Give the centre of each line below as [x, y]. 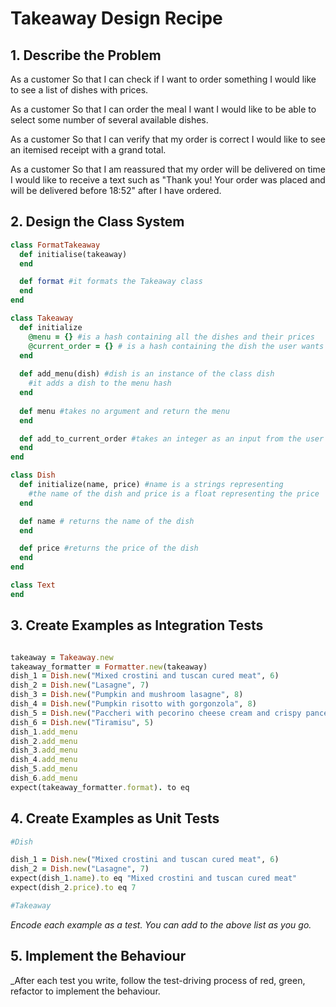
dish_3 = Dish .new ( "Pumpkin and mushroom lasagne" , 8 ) [127, 695]
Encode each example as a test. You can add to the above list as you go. [161, 924]
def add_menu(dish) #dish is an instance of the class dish [147, 374]
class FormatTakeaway [55, 245]
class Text [33, 585]
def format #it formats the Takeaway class [111, 282]
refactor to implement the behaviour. [85, 991]
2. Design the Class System [97, 222]
